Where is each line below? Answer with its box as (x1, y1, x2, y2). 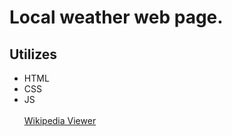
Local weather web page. (9, 6, 224, 29)
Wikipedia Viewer (23, 115, 97, 126)
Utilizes (9, 46, 58, 63)
